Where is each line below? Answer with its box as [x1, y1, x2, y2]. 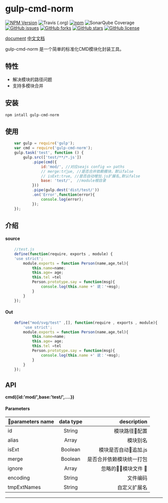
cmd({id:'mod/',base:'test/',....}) [5, 394, 74, 400]
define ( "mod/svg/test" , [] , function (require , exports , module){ [14, 320, 157, 325]
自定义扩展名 [117, 484, 147, 491]
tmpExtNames [7, 484, 41, 491]
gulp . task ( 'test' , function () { [14, 150, 84, 156]
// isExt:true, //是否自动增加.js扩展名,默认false [40, 174, 140, 179]
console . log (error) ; [40, 197, 84, 202]
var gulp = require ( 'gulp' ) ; [14, 141, 75, 146]
